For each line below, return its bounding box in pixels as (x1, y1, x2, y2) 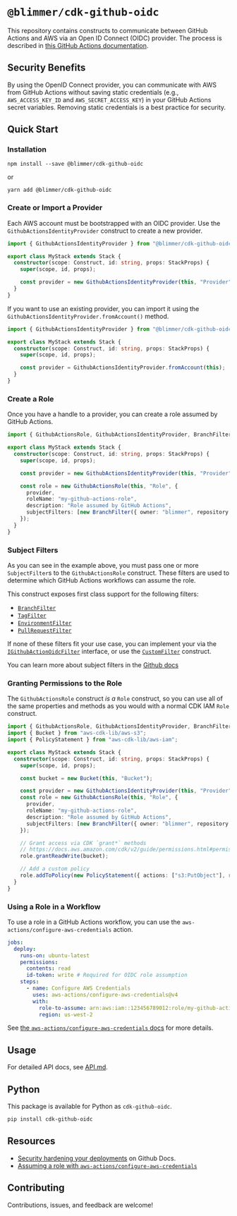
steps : (20, 978, 39, 985)
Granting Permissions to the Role (7, 678, 122, 688)
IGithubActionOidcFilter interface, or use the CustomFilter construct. (7, 647, 212, 655)
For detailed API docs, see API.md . (7, 1063, 108, 1071)
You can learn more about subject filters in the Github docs (7, 660, 178, 669)
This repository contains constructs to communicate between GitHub (7, 26, 208, 35)
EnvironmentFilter (17, 619, 72, 626)
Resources (7, 1135, 56, 1148)
